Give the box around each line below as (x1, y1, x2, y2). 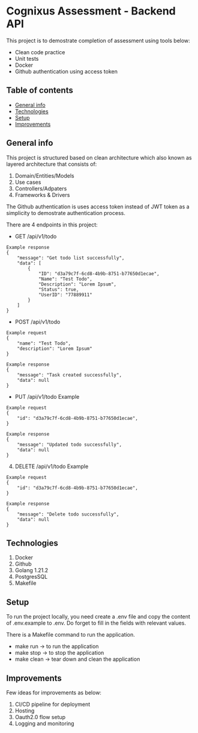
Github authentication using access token (14, 67, 118, 75)
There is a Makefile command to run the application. (6, 631, 135, 638)
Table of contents (6, 86, 73, 96)
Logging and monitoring (14, 720, 74, 727)
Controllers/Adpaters (14, 185, 67, 192)
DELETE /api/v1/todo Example (14, 463, 89, 470)
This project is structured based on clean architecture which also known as (6, 154, 192, 161)
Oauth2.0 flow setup (14, 714, 66, 720)
